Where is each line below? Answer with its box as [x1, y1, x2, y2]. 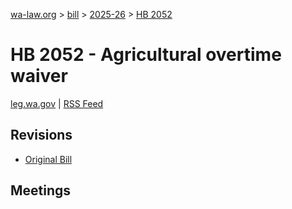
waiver [10, 65, 68, 88]
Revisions [10, 127, 73, 144]
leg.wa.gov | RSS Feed [10, 97, 104, 109]
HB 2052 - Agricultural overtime [10, 44, 282, 66]
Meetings [10, 182, 72, 199]
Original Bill [24, 153, 73, 165]
